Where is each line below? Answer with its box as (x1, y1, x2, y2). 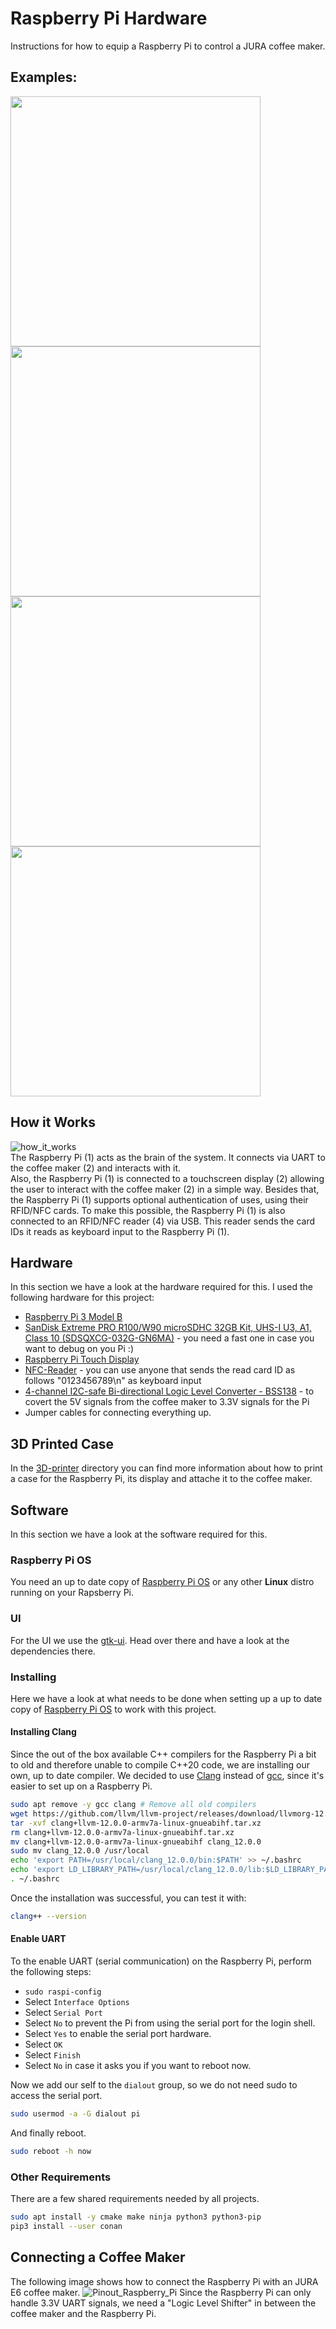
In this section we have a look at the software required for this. (10, 1528, 268, 1540)
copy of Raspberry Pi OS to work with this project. (10, 1703, 217, 1715)
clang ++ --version (10, 1911, 87, 1921)
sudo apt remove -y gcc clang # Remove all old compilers (10, 1800, 257, 1810)
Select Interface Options (24, 1996, 130, 2008)
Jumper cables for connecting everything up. (24, 1407, 212, 1419)
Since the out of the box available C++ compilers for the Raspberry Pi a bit (10, 1748, 317, 1761)
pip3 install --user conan (10, 2221, 123, 2231)
